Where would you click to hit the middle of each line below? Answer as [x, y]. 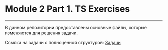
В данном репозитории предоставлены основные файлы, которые [76, 27]
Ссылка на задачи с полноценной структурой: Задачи [63, 42]
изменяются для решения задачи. [42, 33]
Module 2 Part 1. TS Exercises [68, 9]
